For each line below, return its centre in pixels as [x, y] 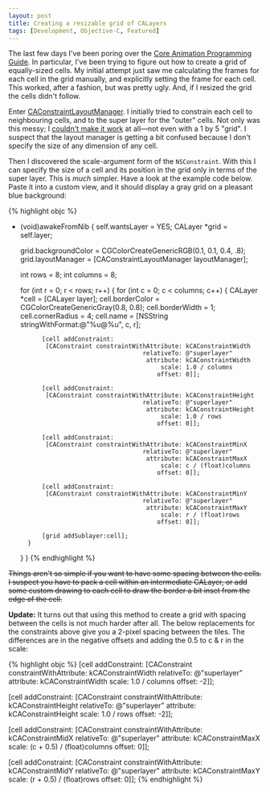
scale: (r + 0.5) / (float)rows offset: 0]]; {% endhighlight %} [106, 779]
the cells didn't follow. [45, 96]
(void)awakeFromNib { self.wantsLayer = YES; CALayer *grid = [124, 227]
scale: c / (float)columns [205, 466]
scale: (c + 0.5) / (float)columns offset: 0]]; [79, 747]
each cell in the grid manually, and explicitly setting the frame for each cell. [133, 79]
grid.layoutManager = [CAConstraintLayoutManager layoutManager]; [134, 259]
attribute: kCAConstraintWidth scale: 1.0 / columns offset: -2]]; [111, 682]
